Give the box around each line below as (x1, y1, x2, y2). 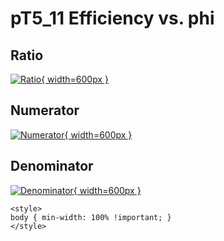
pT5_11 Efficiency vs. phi (10, 7, 215, 30)
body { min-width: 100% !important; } (10, 212, 172, 222)
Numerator (10, 102, 80, 119)
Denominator (10, 158, 94, 175)
